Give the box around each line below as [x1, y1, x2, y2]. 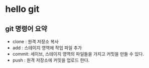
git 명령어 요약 [5, 24, 48, 33]
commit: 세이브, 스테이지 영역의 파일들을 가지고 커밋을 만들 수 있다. [12, 51, 144, 57]
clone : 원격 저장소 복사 [12, 39, 59, 44]
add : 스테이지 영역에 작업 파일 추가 [12, 45, 82, 51]
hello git [5, 3, 40, 15]
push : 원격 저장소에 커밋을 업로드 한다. [12, 57, 90, 63]
